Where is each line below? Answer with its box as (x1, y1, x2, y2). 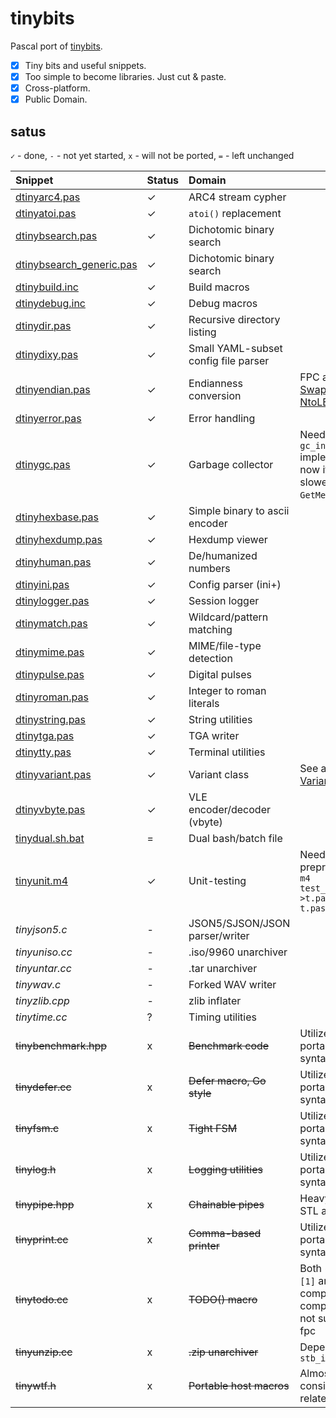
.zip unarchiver (188, 1345, 259, 1359)
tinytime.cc (15, 1010, 68, 1024)
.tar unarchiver (188, 962, 258, 975)
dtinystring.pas (15, 713, 87, 726)
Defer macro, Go (188, 1074, 267, 1087)
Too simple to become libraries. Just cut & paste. (24, 71, 227, 82)
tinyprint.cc (15, 1233, 69, 1246)
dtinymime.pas (15, 645, 85, 659)
